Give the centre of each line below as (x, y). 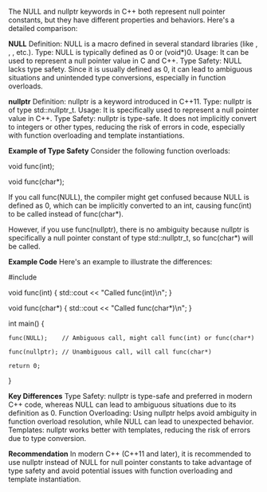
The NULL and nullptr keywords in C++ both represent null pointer (117, 12)
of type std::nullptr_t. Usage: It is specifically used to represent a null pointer (133, 110)
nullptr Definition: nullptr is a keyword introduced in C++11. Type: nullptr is (130, 102)
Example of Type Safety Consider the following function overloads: (120, 151)
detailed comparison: (43, 28)
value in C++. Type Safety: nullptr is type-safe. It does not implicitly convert (133, 118)
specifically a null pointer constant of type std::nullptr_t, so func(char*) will (131, 238)
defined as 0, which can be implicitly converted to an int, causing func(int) (130, 205)
